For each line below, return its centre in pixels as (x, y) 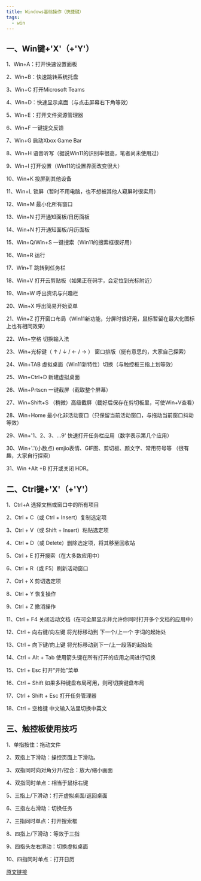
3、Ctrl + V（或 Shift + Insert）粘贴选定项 (57, 530)
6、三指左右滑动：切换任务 (39, 808)
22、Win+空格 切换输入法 (38, 339)
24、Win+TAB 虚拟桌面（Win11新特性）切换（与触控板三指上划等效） (91, 364)
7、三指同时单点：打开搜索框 (42, 821)
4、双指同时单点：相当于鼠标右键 (47, 783)
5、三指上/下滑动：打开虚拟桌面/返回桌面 (57, 795)
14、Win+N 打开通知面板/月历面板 (48, 230)
